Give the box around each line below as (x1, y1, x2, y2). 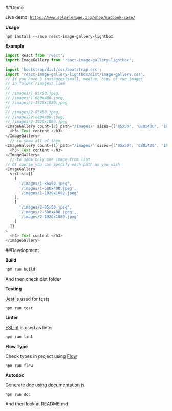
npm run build (5, 267, 36, 272)
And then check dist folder (5, 276, 61, 282)
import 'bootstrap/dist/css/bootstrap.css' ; (5, 66, 102, 72)
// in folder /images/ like (5, 81, 66, 86)
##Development (5, 247, 39, 254)
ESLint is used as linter (5, 325, 53, 331)
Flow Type (5, 344, 28, 350)
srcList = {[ (10, 171, 33, 176)
